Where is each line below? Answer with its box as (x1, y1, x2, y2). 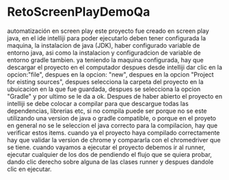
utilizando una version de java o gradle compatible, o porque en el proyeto (7, 114, 217, 122)
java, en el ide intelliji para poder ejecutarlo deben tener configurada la (7, 34, 206, 42)
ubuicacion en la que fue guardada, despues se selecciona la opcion (7, 85, 201, 93)
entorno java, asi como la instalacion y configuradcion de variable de (7, 49, 201, 57)
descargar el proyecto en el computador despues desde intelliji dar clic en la (7, 63, 223, 71)
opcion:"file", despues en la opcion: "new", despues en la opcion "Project (7, 70, 214, 79)
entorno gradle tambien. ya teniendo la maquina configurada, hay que (7, 55, 204, 64)
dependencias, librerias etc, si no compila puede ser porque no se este (7, 107, 207, 115)
